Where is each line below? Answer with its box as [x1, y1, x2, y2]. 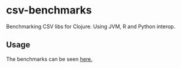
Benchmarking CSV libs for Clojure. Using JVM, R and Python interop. [6, 23, 176, 30]
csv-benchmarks [6, 4, 93, 17]
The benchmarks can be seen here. [6, 55, 93, 62]
